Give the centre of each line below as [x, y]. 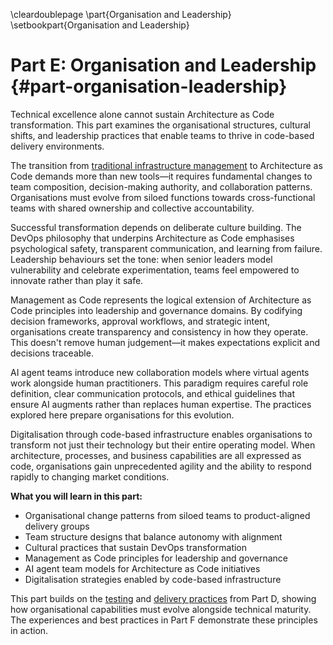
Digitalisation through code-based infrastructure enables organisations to [161, 434]
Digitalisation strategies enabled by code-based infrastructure [153, 579]
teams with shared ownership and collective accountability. [132, 208]
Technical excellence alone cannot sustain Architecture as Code [142, 114]
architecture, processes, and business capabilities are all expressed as [156, 455]
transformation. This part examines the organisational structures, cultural [160, 125]
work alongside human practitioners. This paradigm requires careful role [159, 383]
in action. [29, 630]
